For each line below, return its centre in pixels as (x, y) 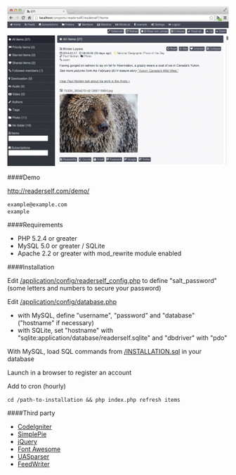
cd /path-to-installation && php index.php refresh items (94, 400)
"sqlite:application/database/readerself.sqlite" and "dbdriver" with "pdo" (122, 338)
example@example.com (38, 204)
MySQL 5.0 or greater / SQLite (61, 246)
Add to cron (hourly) (37, 386)
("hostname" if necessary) (56, 322)
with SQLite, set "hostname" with (65, 330)
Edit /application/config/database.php (62, 301)
